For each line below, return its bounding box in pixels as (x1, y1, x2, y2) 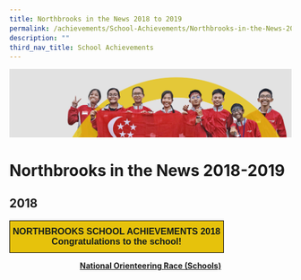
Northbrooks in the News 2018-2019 (9, 161, 286, 180)
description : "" (9, 33, 70, 42)
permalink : (9, 23, 50, 33)
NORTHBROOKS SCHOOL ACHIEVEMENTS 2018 (13, 225, 221, 237)
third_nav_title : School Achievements (9, 43, 154, 52)
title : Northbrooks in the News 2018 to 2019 (9, 14, 182, 23)
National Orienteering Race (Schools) (79, 260, 222, 271)
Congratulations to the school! (51, 236, 182, 247)
